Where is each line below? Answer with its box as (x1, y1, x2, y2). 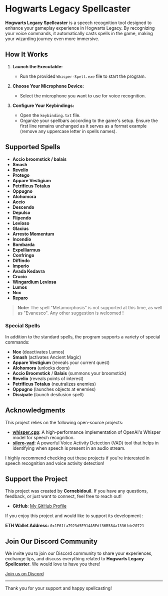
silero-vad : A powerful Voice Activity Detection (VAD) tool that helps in (12, 440, 159, 446)
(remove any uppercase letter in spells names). (19, 128, 117, 134)
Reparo (12, 295, 28, 301)
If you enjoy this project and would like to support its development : (5, 513, 144, 519)
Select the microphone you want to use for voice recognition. (19, 92, 146, 98)
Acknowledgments (5, 406, 66, 415)
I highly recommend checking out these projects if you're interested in (5, 455, 150, 461)
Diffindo (12, 257, 30, 264)
